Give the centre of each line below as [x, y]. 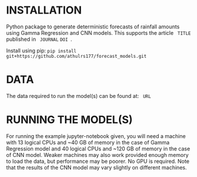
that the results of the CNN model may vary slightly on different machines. [97, 167]
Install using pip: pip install [41, 50]
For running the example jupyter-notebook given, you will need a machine [96, 136]
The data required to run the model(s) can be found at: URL [79, 96]
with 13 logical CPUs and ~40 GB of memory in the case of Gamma [88, 142]
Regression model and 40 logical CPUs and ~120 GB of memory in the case [98, 149]
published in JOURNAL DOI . [39, 39]
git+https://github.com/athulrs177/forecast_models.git [76, 56]
